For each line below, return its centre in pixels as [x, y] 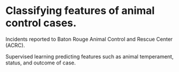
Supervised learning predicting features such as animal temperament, [89, 56]
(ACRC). [15, 45]
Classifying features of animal [80, 11]
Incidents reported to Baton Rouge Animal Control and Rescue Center [89, 39]
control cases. [41, 23]
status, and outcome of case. [41, 63]
